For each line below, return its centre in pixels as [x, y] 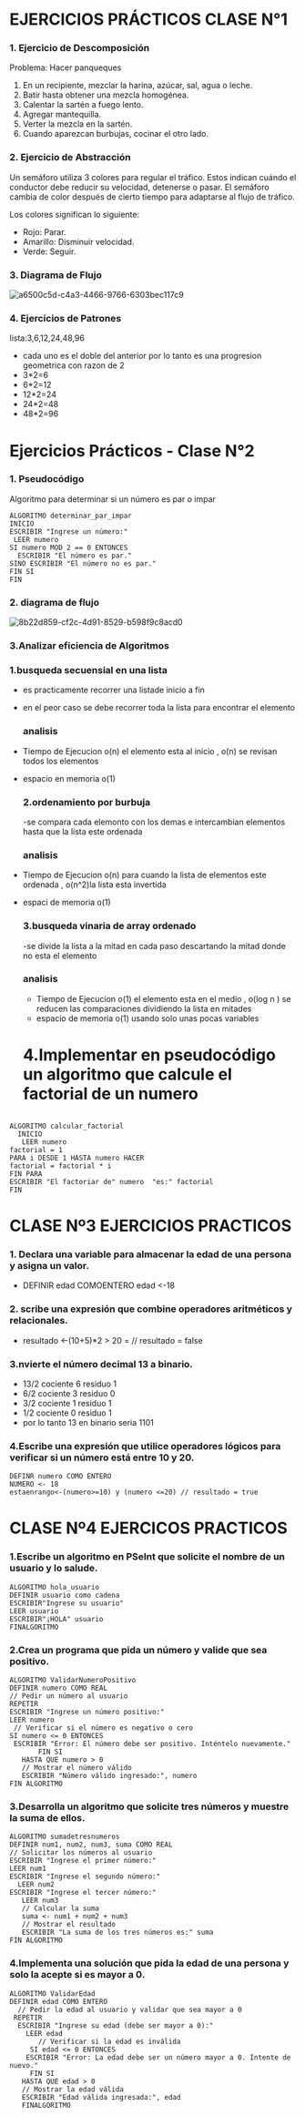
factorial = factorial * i [61, 1166]
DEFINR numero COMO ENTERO [61, 1477]
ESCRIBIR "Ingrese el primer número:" [83, 1861]
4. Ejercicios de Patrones [66, 318]
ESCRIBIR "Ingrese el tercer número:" [83, 1893]
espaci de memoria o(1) [66, 903]
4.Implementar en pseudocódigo [149, 1055]
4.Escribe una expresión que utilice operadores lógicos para [145, 1446]
